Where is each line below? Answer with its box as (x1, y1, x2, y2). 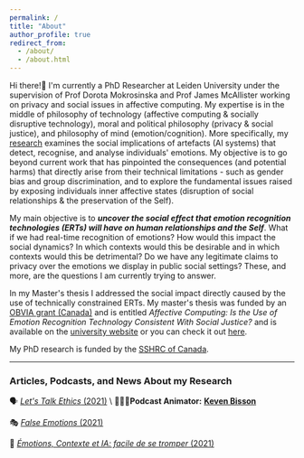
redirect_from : (9, 38, 67, 48)
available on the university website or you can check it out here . (9, 326, 248, 337)
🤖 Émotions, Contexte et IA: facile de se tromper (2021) (9, 438, 214, 449)
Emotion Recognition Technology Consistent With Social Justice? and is (9, 317, 278, 327)
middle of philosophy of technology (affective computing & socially (9, 109, 260, 119)
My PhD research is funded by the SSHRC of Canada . (9, 344, 210, 354)
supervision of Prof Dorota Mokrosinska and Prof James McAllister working (9, 89, 290, 100)
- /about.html (17, 55, 71, 64)
